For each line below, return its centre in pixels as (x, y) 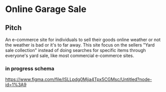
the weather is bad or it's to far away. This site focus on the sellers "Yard (80, 45)
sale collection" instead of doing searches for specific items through (75, 50)
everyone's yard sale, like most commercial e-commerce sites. (70, 55)
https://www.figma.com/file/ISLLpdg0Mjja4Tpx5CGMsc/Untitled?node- (79, 79)
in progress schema (30, 68)
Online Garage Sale (46, 9)
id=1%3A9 (16, 85)
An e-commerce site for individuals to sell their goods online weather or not (83, 39)
